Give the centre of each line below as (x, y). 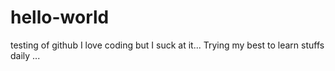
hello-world (60, 17)
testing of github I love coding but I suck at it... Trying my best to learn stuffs (167, 45)
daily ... (25, 55)
